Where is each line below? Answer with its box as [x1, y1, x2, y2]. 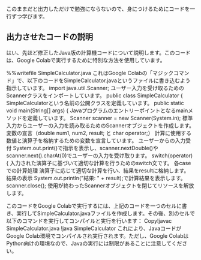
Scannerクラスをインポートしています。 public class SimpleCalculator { [6, 92, 183, 99]
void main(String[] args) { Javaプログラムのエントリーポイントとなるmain [6, 107, 188, 114]
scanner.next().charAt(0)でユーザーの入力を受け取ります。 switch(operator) [6, 152, 193, 159]
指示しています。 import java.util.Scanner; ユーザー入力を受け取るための [6, 84, 184, 91]
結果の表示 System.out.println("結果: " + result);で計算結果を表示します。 [6, 174, 186, 181]
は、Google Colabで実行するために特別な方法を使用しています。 [6, 56, 166, 64]
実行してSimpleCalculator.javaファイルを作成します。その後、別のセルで [16, 210, 195, 217]
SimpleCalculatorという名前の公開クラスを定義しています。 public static [6, 99, 184, 106]
